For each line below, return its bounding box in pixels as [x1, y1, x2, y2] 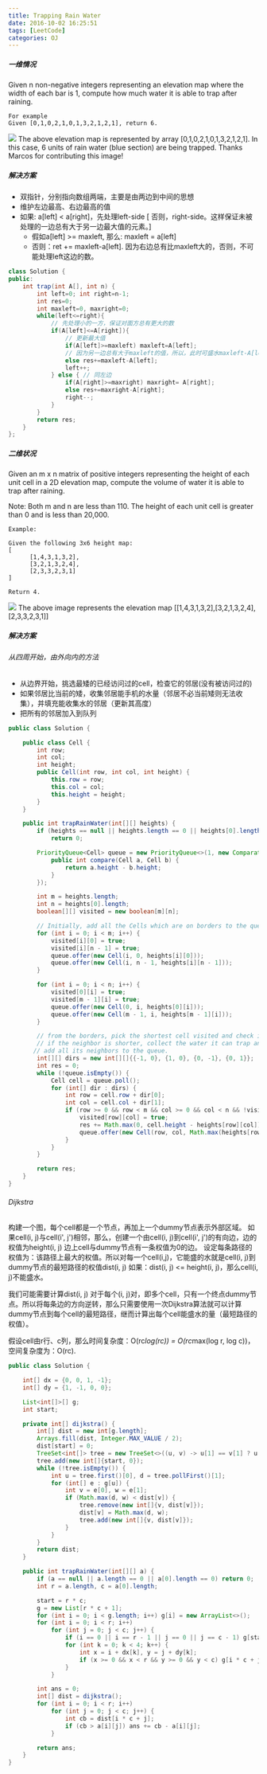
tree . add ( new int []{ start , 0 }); [37, 1456, 145, 1465]
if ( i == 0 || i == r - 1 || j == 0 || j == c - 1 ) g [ [64, 1634, 251, 1642]
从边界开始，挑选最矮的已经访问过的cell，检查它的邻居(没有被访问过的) [19, 678, 253, 688]
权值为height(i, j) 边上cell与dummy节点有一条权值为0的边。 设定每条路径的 [8, 1243, 253, 1252]
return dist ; [37, 1545, 80, 1553]
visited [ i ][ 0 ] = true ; [50, 936, 126, 944]
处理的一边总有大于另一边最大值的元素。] [19, 222, 152, 232]
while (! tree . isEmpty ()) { [37, 1464, 126, 1472]
